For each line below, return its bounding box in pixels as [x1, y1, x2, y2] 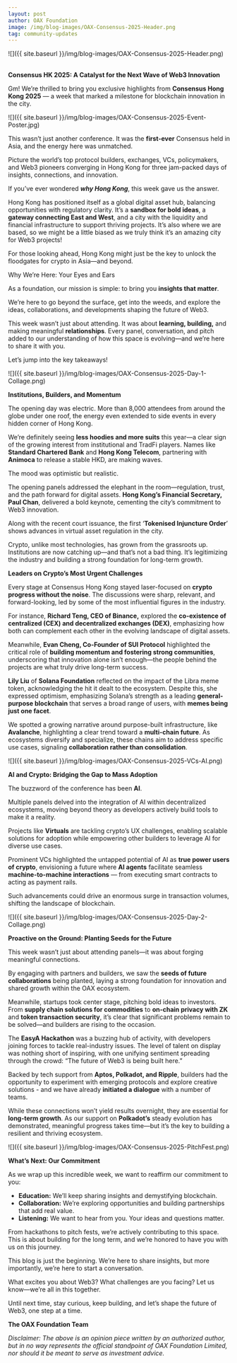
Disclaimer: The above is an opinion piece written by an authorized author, [8, 1334, 226, 1342]
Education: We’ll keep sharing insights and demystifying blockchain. [18, 1192, 218, 1200]
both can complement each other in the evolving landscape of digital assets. [8, 627, 231, 636]
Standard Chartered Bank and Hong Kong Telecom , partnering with [8, 448, 207, 456]
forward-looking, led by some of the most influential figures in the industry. [8, 598, 226, 606]
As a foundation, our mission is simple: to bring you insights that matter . [8, 284, 219, 293]
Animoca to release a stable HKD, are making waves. [8, 456, 163, 464]
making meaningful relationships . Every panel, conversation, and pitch [8, 327, 214, 335]
